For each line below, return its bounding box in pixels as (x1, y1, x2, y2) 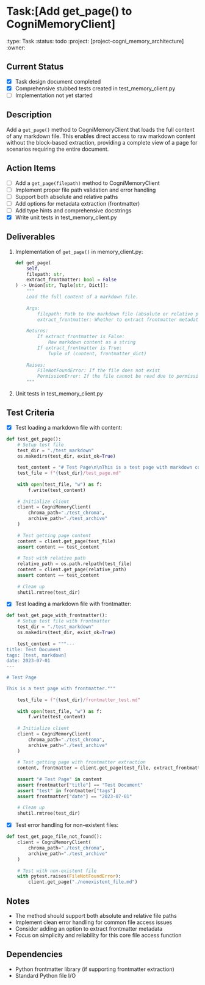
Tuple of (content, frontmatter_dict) (48, 350, 147, 356)
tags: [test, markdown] (6, 652, 67, 658)
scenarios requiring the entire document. (6, 145, 109, 153)
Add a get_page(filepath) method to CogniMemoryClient (15, 179, 160, 187)
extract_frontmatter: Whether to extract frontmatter (37, 316, 177, 323)
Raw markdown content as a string (48, 339, 136, 345)
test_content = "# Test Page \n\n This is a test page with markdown (17, 464, 192, 471)
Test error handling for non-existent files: (15, 821, 119, 829)
